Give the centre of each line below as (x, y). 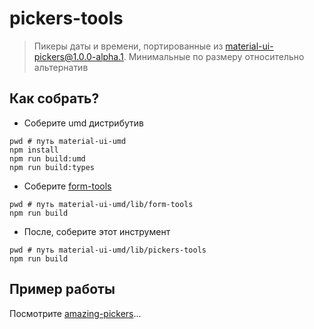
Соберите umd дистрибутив (83, 123)
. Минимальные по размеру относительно (214, 56)
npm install (34, 150)
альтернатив (61, 67)
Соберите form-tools (67, 186)
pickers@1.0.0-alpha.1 (78, 56)
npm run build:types (52, 167)
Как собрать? (54, 98)
